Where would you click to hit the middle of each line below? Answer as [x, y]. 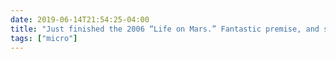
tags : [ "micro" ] [44, 38]
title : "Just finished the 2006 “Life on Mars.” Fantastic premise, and [165, 29]
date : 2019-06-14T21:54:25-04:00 [80, 19]
